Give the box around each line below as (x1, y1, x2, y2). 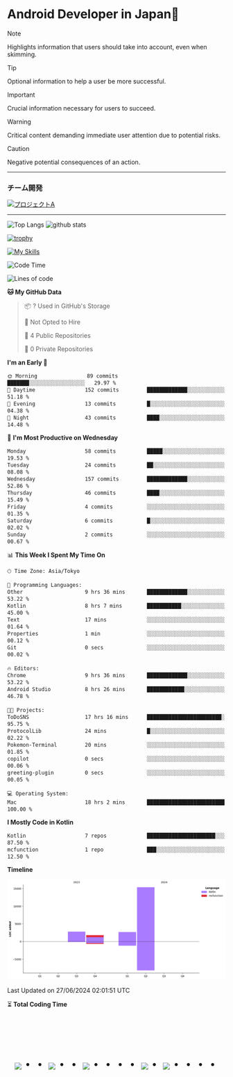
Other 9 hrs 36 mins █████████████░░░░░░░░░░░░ (7, 589, 225, 596)
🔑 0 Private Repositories (24, 345, 94, 353)
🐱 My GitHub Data (7, 288, 62, 296)
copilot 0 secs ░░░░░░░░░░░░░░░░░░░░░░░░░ (7, 756, 225, 763)
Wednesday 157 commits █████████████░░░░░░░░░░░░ (7, 476, 225, 483)
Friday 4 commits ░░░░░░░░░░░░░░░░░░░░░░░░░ (7, 503, 225, 510)
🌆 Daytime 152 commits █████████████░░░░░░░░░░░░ (7, 387, 225, 394)
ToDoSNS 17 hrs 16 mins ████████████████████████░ (7, 714, 225, 721)
